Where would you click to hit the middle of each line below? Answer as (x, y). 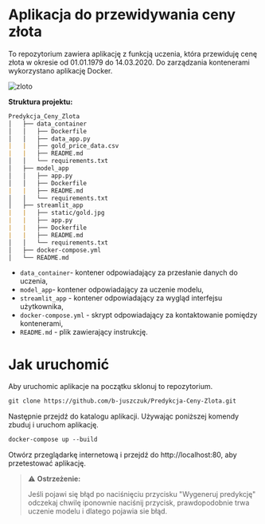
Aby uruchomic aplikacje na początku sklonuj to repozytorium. (111, 387)
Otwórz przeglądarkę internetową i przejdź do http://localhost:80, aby (123, 455)
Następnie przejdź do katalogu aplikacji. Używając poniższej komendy (124, 416)
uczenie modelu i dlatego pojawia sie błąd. (97, 511)
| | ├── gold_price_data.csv (64, 146)
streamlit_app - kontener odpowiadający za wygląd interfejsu (121, 298)
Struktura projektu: (41, 101)
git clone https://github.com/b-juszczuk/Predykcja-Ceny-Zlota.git (123, 401)
